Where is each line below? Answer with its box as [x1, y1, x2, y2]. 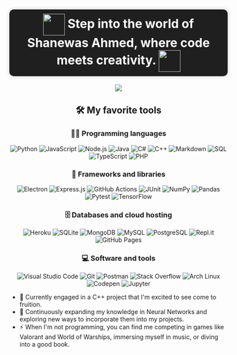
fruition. [19, 300, 42, 309]
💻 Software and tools [81, 254, 156, 263]
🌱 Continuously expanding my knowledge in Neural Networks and [19, 307, 208, 315]
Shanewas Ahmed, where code [27, 35, 210, 51]
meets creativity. [56, 52, 157, 68]
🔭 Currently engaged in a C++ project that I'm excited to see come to [19, 293, 217, 301]
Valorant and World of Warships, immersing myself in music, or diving [19, 332, 219, 341]
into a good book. [19, 340, 70, 348]
